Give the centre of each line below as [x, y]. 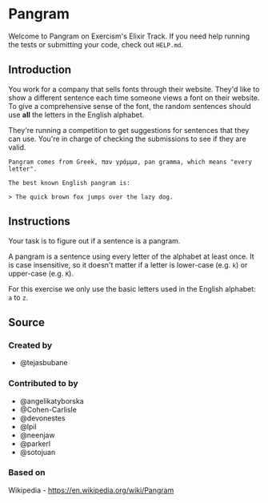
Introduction [40, 70]
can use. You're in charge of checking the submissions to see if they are [127, 139]
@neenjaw [37, 435]
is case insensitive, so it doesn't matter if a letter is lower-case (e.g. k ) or [128, 264]
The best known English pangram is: [69, 183]
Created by [30, 345]
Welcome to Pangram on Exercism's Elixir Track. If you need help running [129, 36]
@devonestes [42, 418]
